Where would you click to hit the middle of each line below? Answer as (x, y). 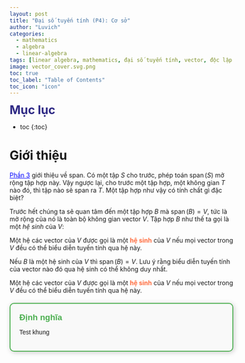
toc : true (24, 73)
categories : (27, 34)
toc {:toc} (34, 127)
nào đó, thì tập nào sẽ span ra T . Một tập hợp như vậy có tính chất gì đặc (116, 190)
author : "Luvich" (35, 27)
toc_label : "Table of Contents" (57, 80)
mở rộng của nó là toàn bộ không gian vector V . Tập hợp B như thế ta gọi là (119, 219)
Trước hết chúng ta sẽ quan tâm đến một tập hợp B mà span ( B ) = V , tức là (118, 212)
